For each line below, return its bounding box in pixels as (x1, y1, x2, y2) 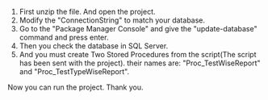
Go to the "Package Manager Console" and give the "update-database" (19, 24, 258, 33)
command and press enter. (19, 32, 109, 42)
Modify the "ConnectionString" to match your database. (19, 15, 206, 25)
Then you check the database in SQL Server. (19, 41, 169, 51)
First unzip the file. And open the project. (19, 7, 156, 16)
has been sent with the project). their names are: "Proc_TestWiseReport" (19, 58, 261, 68)
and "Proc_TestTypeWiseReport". (19, 67, 130, 76)
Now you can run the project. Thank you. (7, 82, 144, 92)
